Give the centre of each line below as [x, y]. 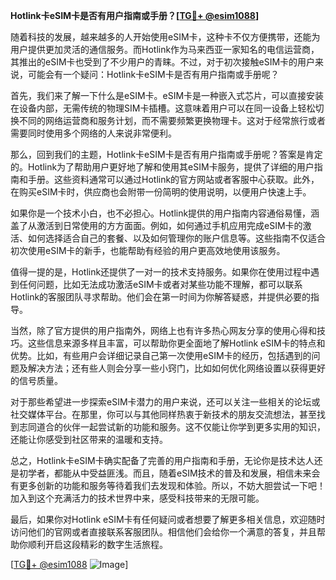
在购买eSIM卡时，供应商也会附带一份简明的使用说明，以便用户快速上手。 [161, 192]
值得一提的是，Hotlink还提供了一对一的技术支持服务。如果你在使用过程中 [161, 272]
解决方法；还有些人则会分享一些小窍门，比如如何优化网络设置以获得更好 [176, 368]
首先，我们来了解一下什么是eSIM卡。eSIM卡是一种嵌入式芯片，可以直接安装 [167, 95]
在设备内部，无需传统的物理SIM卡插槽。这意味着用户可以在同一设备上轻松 [163, 108]
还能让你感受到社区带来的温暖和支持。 [89, 439]
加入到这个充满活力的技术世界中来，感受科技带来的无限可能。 [137, 498]
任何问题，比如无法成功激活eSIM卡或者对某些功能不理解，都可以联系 [160, 284]
